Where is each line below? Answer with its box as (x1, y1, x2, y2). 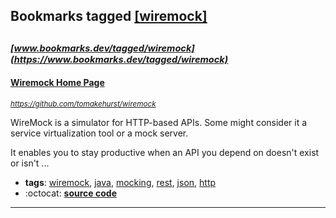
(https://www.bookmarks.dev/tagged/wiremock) (10, 53, 229, 66)
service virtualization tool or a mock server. (10, 127, 189, 139)
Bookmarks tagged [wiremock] (10, 8, 208, 25)
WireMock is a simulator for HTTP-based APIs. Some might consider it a (10, 116, 308, 128)
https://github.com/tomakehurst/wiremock (10, 99, 157, 109)
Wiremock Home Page (10, 77, 105, 89)
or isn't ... (10, 157, 50, 169)
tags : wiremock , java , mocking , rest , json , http (24, 176, 217, 188)
